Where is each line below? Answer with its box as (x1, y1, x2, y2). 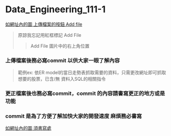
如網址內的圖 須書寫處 (5, 125, 52, 131)
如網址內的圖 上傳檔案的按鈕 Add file (5, 21, 83, 27)
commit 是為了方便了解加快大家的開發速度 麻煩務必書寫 (5, 112, 142, 120)
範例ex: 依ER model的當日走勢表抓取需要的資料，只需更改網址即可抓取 (17, 70, 166, 76)
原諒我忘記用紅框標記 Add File (17, 32, 82, 38)
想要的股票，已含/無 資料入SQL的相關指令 (17, 76, 106, 82)
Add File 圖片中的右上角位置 (30, 42, 90, 49)
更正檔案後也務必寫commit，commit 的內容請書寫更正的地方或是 (5, 90, 165, 97)
